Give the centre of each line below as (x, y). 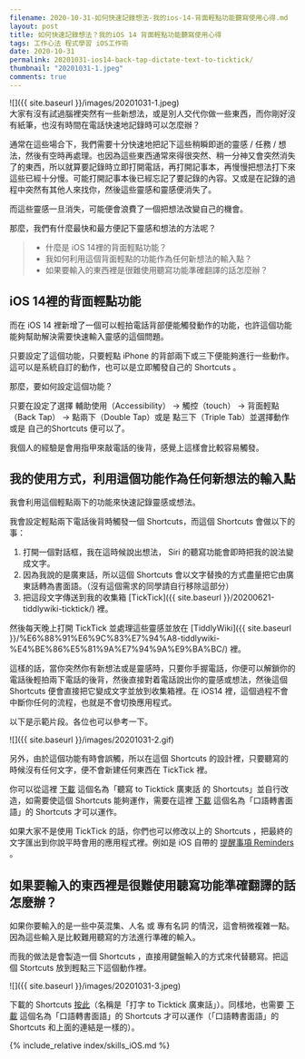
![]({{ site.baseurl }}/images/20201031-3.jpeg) (95, 986)
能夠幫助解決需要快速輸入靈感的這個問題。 (89, 336)
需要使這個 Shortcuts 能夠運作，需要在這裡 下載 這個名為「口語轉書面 (163, 800)
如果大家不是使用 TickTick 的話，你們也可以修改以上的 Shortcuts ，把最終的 (151, 831)
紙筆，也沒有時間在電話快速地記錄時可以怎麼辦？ (108, 124)
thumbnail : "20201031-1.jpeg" (67, 69)
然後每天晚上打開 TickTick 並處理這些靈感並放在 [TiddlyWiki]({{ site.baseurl (151, 628)
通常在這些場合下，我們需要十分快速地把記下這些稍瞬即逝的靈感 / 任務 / (143, 144)
